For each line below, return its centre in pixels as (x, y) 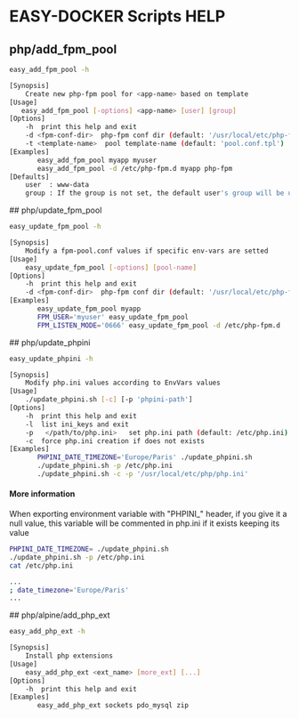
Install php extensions (69, 656)
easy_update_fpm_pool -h (55, 227)
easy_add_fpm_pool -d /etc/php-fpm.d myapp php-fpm (135, 168)
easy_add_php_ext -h (48, 632)
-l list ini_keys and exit (77, 424)
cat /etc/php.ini (41, 566)
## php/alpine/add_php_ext (60, 615)
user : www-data (57, 185)
